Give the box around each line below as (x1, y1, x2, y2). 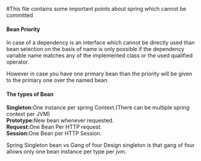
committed (6, 12, 33, 19)
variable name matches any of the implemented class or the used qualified (6, 52, 193, 60)
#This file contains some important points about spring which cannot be (6, 5, 186, 12)
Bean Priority (6, 26, 41, 33)
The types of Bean (6, 91, 53, 98)
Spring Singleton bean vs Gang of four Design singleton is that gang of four (6, 142, 195, 149)
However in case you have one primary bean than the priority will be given (6, 70, 192, 78)
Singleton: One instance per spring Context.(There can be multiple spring (6, 104, 190, 111)
